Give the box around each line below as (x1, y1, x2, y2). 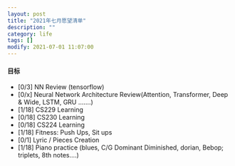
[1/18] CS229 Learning (17, 105, 84, 114)
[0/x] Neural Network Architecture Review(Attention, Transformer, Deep (17, 90, 229, 99)
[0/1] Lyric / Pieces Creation (17, 136, 100, 145)
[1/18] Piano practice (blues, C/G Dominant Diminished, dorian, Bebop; (17, 143, 224, 152)
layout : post (7, 10, 46, 18)
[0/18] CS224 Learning (17, 120, 85, 129)
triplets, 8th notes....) (17, 151, 80, 160)
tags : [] (7, 37, 33, 44)
